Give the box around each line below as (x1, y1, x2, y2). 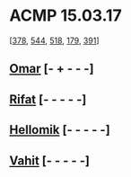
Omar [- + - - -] (9, 61, 94, 76)
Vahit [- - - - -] (9, 153, 90, 168)
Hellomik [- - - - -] (9, 122, 110, 137)
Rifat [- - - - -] (9, 92, 87, 107)
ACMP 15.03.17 (9, 5, 123, 26)
